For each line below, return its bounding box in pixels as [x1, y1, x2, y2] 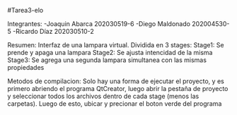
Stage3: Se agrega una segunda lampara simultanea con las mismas [7, 56, 207, 64]
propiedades [7, 63, 45, 71]
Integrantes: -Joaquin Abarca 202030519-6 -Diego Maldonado [7, 20, 191, 28]
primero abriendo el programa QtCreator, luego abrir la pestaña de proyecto [7, 85, 229, 92]
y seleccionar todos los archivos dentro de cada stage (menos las [7, 92, 200, 100]
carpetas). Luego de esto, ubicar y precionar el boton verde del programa [7, 99, 222, 108]
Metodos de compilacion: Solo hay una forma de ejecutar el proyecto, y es [7, 77, 224, 85]
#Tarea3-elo [7, 6, 44, 14]
